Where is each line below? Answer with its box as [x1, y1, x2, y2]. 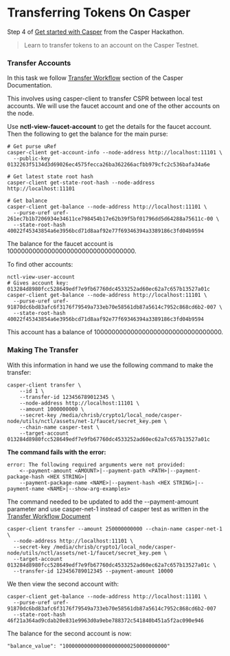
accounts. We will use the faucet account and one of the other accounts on [7, 102, 220, 110]
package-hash [7, 473, 45, 480]
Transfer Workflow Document [7, 512, 91, 520]
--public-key [13, 155, 51, 163]
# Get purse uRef [7, 143, 57, 150]
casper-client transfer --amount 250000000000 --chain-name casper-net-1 [7, 525, 223, 532]
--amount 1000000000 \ [19, 405, 84, 413]
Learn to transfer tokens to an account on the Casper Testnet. [23, 41, 199, 49]
